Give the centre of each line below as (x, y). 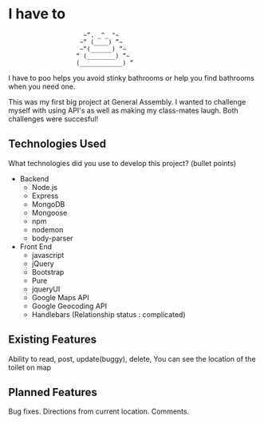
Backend (34, 178)
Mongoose (49, 212)
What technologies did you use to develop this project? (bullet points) (122, 163)
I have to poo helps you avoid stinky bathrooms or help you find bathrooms (132, 77)
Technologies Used (57, 144)
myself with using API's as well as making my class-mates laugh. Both (123, 110)
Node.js (45, 187)
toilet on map (30, 367)
